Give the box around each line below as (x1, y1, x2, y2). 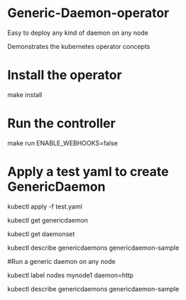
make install (7, 90, 43, 99)
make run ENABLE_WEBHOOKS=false (7, 138, 119, 147)
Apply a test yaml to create (7, 164, 169, 179)
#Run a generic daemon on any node (7, 257, 116, 265)
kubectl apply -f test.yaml (7, 202, 83, 211)
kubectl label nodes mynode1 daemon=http (7, 271, 133, 279)
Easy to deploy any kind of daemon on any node (7, 28, 149, 37)
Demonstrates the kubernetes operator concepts (7, 42, 151, 50)
